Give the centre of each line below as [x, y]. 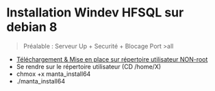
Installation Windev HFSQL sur [95, 13]
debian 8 [32, 27]
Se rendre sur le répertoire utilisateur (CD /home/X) [89, 66]
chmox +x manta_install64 [53, 74]
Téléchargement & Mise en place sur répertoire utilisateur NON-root [112, 59]
